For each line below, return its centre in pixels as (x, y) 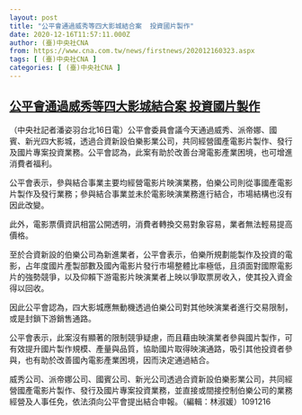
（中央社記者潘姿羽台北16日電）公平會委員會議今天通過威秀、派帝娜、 (139, 129)
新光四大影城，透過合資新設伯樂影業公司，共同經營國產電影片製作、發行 (159, 141)
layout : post (34, 18)
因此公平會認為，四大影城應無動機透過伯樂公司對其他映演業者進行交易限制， (151, 307)
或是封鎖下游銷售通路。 (53, 318)
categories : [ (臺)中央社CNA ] (65, 68)
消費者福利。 (33, 163)
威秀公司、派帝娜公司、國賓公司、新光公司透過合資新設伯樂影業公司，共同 (147, 379)
